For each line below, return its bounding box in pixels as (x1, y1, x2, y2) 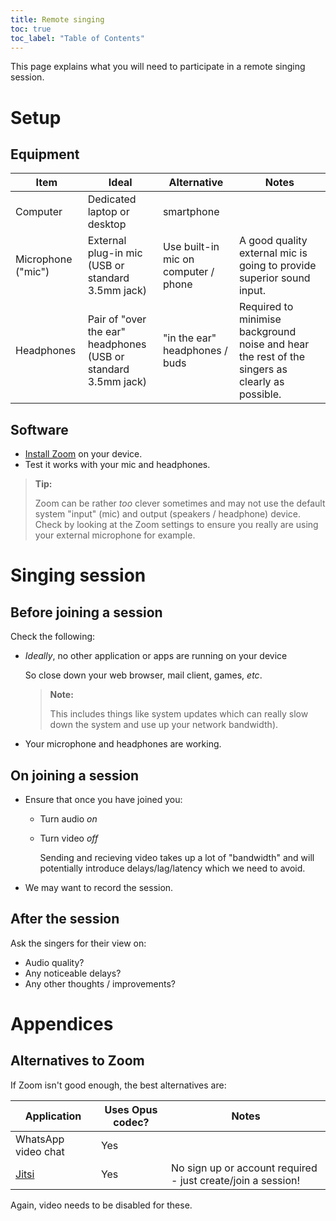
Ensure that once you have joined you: (24, 794, 183, 805)
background (238, 325, 297, 339)
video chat (15, 1144, 65, 1158)
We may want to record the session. (24, 882, 174, 893)
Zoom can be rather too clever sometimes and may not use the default (34, 497, 326, 510)
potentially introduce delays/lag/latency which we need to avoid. (39, 862, 306, 874)
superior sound (238, 271, 311, 285)
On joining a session (10, 767, 140, 784)
